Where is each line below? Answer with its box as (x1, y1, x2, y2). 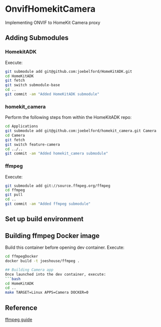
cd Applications (5, 124, 38, 129)
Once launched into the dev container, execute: (5, 272, 106, 277)
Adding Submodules (5, 34, 69, 42)
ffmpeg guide (5, 316, 33, 322)
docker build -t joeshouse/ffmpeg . (5, 259, 80, 263)
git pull (5, 192, 23, 197)
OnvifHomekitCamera (5, 3, 95, 15)
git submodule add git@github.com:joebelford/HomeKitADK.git (5, 69, 133, 74)
